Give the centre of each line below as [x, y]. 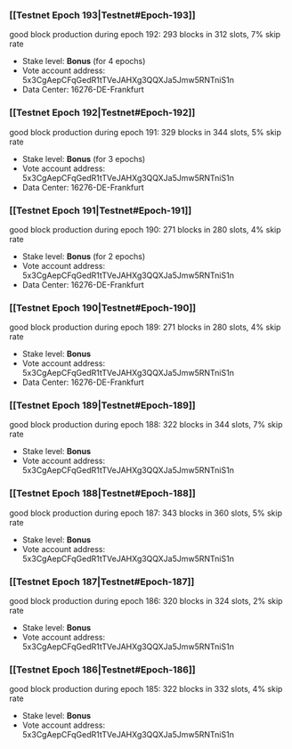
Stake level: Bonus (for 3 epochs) [84, 159]
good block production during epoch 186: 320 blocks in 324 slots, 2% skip [146, 601]
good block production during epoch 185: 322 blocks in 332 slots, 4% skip [146, 689]
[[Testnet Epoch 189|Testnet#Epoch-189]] [102, 405]
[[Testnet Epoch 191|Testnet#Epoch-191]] [101, 210]
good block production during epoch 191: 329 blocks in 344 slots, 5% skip [146, 132]
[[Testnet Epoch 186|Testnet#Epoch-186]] [102, 670]
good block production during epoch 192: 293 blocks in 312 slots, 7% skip [145, 35]
